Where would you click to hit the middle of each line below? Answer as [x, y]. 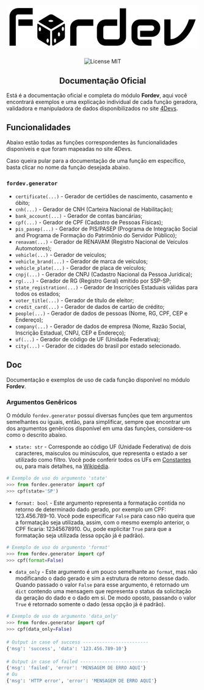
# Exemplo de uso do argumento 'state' [57, 478]
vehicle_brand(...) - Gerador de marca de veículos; [82, 261]
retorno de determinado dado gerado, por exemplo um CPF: [91, 509]
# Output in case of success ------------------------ [78, 642]
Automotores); [33, 248]
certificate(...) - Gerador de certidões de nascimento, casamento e [104, 196]
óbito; [23, 203]
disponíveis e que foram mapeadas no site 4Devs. [69, 149]
